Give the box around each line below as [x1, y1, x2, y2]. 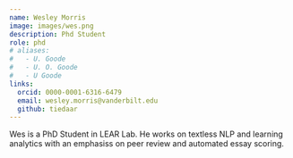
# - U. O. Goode [9, 63, 78, 72]
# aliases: [9, 46, 50, 55]
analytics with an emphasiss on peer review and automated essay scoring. [9, 138, 285, 149]
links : [9, 79, 34, 88]
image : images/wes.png [9, 21, 94, 30]
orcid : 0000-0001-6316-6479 [17, 87, 123, 96]
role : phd [9, 37, 47, 47]
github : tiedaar [17, 104, 78, 113]
